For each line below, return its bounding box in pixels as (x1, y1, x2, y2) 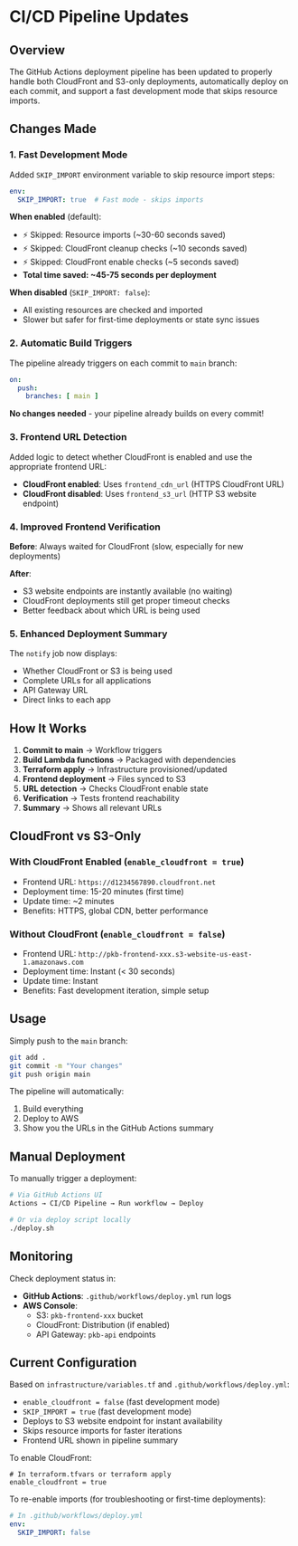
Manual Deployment (9, 1149, 126, 1164)
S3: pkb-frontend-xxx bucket (35, 1310, 144, 1321)
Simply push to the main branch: (9, 1035, 128, 1046)
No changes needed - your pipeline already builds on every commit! (9, 408, 265, 419)
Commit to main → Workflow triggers (22, 745, 163, 756)
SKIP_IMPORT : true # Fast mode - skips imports (17, 195, 204, 205)
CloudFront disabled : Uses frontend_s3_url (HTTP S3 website (22, 488, 257, 499)
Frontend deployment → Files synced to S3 (22, 774, 187, 785)
